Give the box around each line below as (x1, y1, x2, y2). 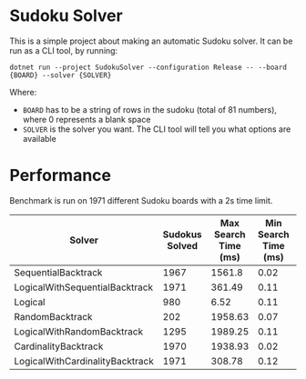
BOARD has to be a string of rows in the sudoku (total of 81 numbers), (22, 104, 278, 115)
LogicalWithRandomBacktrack (14, 324, 144, 337)
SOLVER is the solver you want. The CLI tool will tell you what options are (22, 124, 291, 135)
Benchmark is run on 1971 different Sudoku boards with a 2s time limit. (9, 194, 273, 205)
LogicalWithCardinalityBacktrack (14, 354, 155, 367)
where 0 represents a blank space (22, 114, 151, 125)
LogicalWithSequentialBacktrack (14, 281, 153, 294)
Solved (167, 239, 199, 252)
